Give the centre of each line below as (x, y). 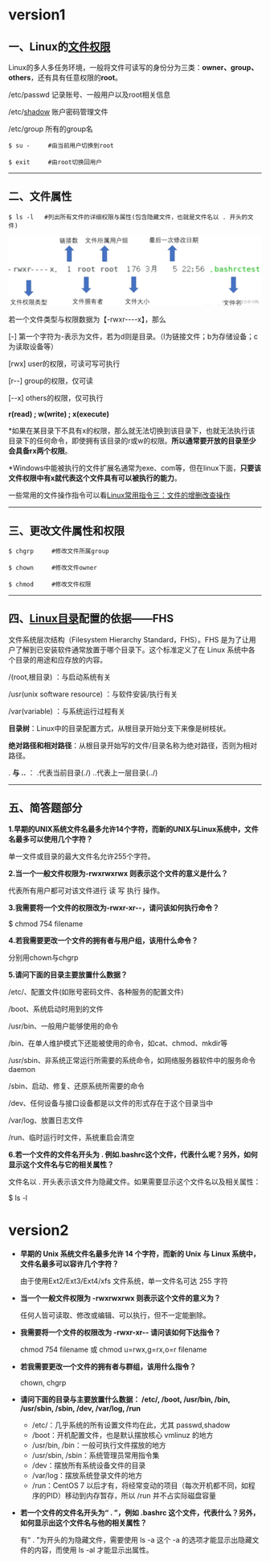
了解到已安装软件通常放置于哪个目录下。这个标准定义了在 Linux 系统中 (132, 650)
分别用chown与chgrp (43, 958)
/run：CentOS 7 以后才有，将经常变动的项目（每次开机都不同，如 (140, 1485)
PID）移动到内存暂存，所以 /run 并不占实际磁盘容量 (131, 1495)
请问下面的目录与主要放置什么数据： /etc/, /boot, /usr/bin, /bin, (125, 1399)
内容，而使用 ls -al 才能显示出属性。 (94, 1550)
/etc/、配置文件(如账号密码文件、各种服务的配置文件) (96, 991)
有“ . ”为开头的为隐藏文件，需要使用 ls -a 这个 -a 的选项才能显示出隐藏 (136, 1539)
